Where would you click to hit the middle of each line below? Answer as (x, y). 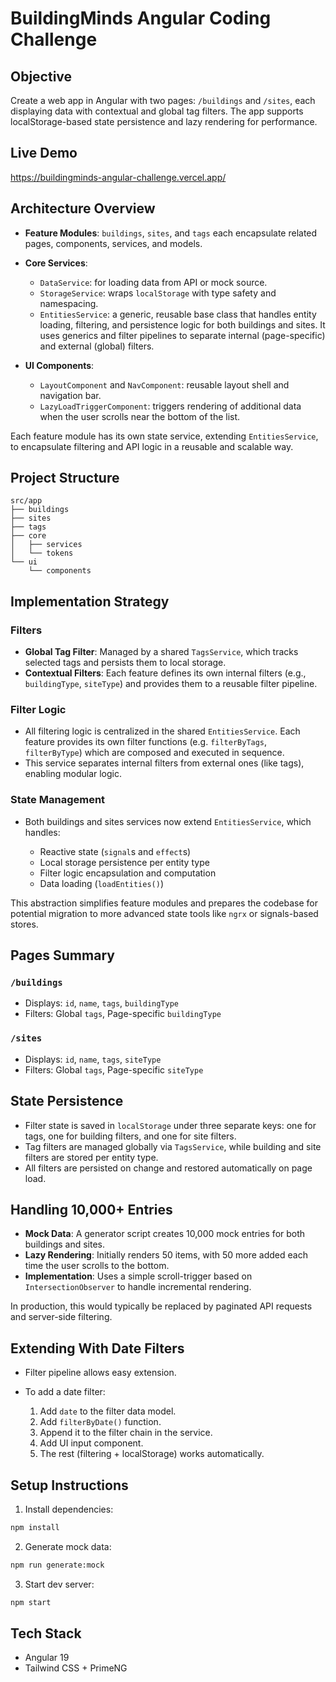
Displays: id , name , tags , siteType (93, 1059)
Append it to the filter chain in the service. (126, 1433)
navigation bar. (70, 395)
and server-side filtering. (61, 1317)
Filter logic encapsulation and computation (128, 873)
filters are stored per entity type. (91, 1157)
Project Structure (65, 478)
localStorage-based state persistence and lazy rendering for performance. (164, 121)
